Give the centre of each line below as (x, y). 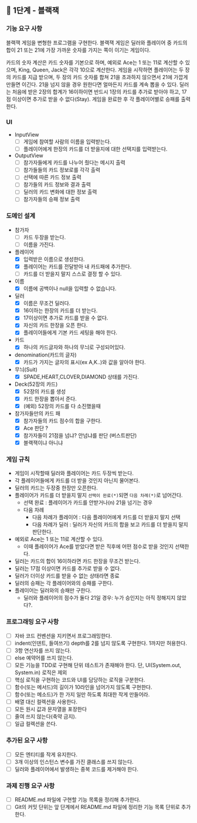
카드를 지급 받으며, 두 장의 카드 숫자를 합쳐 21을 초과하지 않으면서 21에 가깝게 (100, 77)
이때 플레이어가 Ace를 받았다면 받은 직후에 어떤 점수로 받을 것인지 (98, 546)
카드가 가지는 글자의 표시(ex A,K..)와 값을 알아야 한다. (84, 362)
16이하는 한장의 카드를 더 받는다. (60, 311)
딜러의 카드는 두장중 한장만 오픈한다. (56, 488)
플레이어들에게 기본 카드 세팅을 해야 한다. (70, 332)
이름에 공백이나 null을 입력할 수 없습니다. (70, 288)
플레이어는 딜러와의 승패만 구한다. (53, 590)
